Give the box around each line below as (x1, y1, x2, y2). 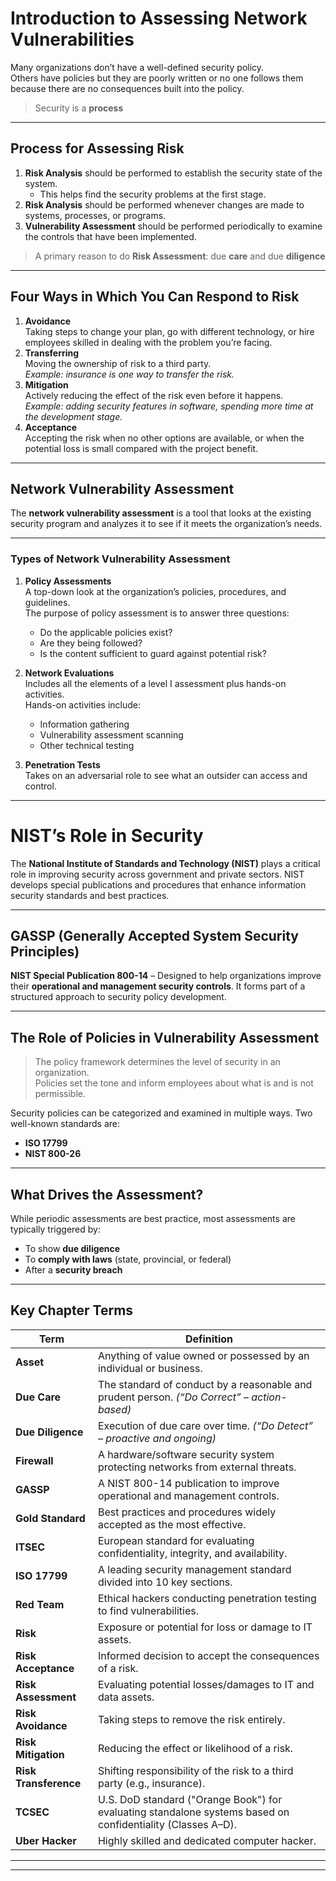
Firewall (15, 1453, 54, 1467)
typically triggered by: (10, 1223, 101, 1236)
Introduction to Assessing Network (10, 7, 308, 30)
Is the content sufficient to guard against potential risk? (39, 647, 267, 659)
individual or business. (97, 1361, 203, 1375)
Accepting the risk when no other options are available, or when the (24, 432, 305, 444)
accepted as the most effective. (97, 1517, 247, 1531)
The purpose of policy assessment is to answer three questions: (24, 607, 290, 619)
